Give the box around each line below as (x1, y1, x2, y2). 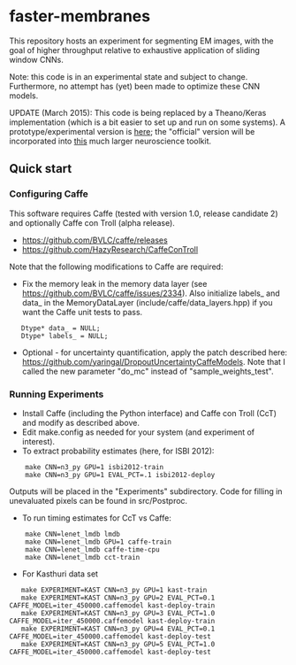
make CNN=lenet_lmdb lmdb (25, 530, 121, 538)
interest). (21, 436, 56, 446)
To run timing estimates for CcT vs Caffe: (21, 512, 172, 523)
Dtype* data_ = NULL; (20, 323, 101, 333)
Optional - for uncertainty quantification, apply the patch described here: (21, 347, 288, 358)
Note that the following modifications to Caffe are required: (9, 261, 224, 272)
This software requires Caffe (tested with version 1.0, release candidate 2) (9, 208, 278, 219)
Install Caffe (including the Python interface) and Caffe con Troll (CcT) (21, 407, 277, 418)
